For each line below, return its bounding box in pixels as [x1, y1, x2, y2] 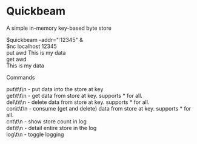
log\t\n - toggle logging [6, 131, 64, 138]
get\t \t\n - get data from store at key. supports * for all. [6, 92, 142, 99]
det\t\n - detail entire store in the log [6, 124, 97, 131]
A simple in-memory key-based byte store [6, 24, 112, 32]
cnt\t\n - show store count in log [6, 117, 87, 125]
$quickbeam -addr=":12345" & [6, 36, 84, 43]
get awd [6, 55, 27, 63]
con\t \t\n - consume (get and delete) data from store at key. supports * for [6, 105, 192, 112]
